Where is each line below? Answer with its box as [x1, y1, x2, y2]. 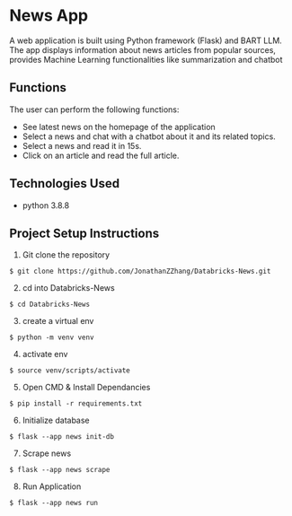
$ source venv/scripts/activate [9, 366, 130, 375]
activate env [22, 349, 68, 360]
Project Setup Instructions [9, 225, 160, 241]
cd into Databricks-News [22, 283, 115, 293]
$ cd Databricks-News [9, 300, 91, 310]
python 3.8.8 [22, 199, 70, 211]
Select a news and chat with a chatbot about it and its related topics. [22, 131, 276, 142]
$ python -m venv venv [9, 333, 94, 342]
